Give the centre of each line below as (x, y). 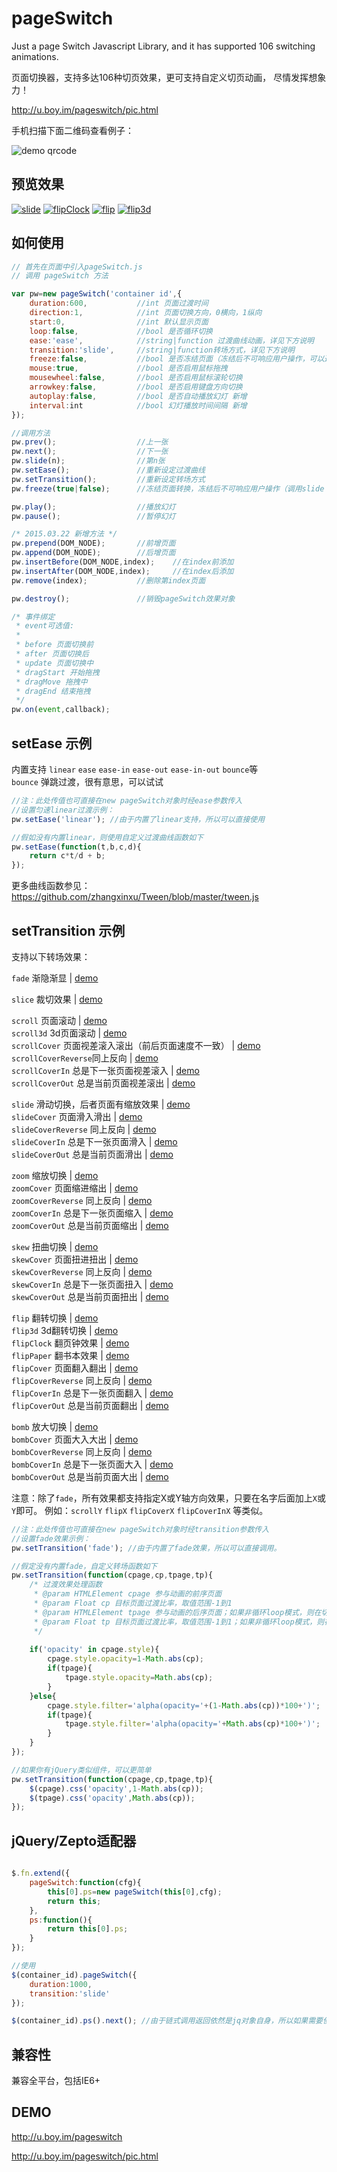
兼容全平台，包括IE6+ (56, 2081)
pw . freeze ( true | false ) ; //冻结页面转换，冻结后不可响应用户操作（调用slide (168, 488)
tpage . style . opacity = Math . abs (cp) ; (139, 1678)
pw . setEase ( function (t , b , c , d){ (76, 847)
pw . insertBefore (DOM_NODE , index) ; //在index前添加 (122, 562)
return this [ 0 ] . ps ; (88, 1929)
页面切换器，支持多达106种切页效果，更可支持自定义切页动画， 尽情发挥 (160, 77)
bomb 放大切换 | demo (55, 1426)
